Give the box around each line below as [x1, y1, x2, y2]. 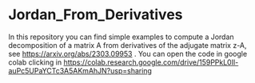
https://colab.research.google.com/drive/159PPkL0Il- [63, 57, 239, 67]
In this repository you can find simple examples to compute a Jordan [8, 32, 234, 41]
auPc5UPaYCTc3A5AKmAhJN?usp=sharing [8, 65, 152, 75]
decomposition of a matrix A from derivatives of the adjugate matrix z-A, [8, 40, 247, 49]
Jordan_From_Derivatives [8, 6, 183, 24]
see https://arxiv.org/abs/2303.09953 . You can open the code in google [8, 49, 248, 58]
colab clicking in [8, 57, 62, 67]
